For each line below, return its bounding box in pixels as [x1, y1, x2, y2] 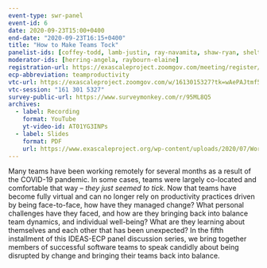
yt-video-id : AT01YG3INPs [22, 122, 109, 130]
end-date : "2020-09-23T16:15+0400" [8, 33, 126, 42]
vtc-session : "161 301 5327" [8, 85, 105, 94]
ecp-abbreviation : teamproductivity [8, 71, 130, 79]
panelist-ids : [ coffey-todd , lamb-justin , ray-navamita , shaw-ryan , [8, 49, 240, 56]
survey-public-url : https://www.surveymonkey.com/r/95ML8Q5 [8, 93, 212, 101]
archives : [8, 100, 41, 108]
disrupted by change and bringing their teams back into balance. [8, 251, 220, 261]
